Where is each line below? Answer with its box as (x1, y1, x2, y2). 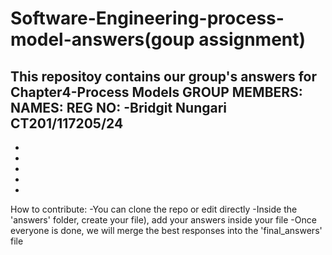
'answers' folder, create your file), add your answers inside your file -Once (10, 214, 317, 226)
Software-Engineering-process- (10, 7, 285, 30)
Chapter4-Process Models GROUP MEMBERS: (10, 83, 303, 101)
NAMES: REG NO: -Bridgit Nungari (10, 99, 228, 116)
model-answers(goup (10, 28, 195, 51)
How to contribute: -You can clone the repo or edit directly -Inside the (10, 203, 298, 215)
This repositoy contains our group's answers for (10, 68, 317, 85)
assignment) (198, 28, 307, 51)
